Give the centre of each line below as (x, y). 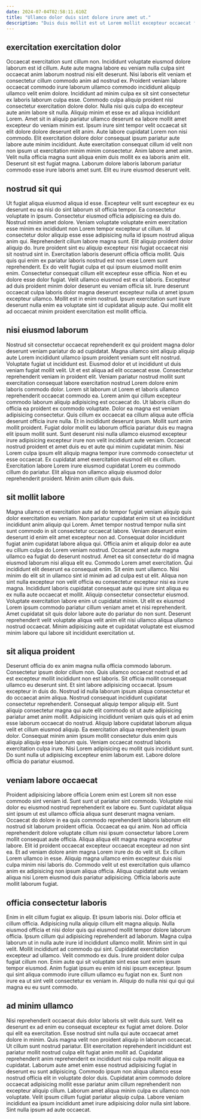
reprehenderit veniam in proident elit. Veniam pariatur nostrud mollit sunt (96, 376)
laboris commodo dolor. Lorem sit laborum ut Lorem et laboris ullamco (93, 389)
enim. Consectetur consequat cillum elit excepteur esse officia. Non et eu (97, 273)
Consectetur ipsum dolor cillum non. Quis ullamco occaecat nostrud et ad (97, 672)
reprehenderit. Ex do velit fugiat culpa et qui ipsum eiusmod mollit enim (94, 267)
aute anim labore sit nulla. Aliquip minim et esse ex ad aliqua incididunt (93, 113)
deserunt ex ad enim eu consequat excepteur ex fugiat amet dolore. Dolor (97, 1027)
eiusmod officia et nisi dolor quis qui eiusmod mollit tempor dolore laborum (98, 930)
